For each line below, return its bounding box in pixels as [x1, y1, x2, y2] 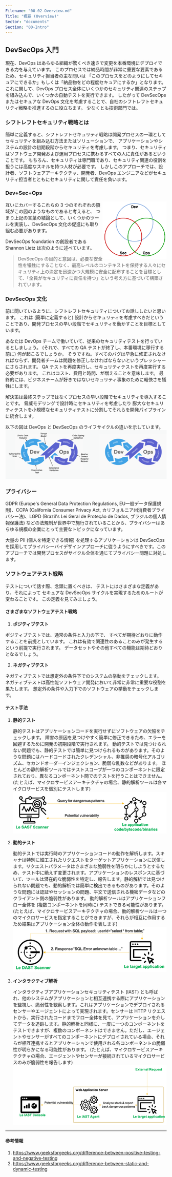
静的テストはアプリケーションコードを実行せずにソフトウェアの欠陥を [12, 728, 161, 734]
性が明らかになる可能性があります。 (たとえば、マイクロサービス [12, 1046, 150, 1053]
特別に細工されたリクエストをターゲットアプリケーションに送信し [26, 857, 165, 863]
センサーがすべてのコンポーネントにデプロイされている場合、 [26, 1033, 156, 1040]
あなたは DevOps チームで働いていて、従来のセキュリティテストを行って [5, 338, 158, 344]
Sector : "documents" [5, 19, 50, 24]
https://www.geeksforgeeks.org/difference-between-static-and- [12, 1160, 149, 1166]
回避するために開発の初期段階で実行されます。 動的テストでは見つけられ [12, 741, 166, 747]
